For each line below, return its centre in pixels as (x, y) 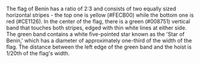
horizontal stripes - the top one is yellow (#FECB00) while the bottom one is (100, 15)
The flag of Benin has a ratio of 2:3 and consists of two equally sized (91, 9)
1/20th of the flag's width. (38, 53)
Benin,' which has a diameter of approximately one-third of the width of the (99, 40)
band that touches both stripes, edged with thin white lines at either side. (97, 28)
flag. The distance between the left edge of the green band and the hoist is (99, 47)
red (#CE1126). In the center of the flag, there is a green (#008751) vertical (98, 21)
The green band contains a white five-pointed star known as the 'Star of (95, 34)
